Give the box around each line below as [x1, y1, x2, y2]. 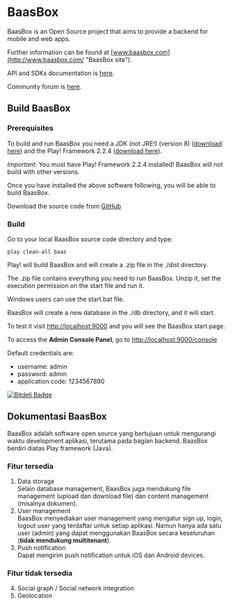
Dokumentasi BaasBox [7, 411, 108, 423]
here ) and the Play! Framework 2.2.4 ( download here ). [7, 147, 163, 155]
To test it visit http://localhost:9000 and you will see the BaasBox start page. [7, 321, 226, 330]
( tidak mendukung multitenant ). [17, 536, 111, 544]
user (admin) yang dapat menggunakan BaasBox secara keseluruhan [17, 529, 215, 538]
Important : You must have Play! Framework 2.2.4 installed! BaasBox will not [7, 160, 224, 168]
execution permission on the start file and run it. [7, 281, 144, 289]
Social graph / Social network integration [17, 584, 134, 592]
